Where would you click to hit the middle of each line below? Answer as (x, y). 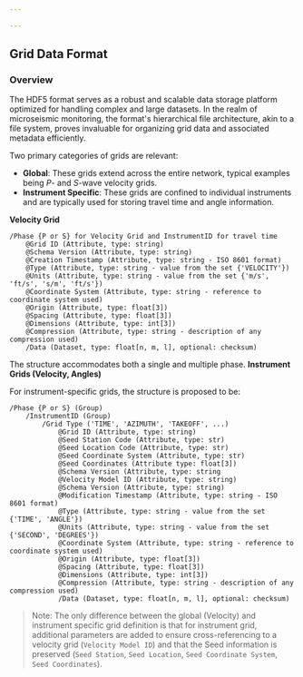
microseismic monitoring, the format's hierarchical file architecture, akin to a (152, 119)
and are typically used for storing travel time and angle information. (148, 202)
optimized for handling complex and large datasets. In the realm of (133, 109)
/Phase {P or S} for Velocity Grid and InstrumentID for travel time (144, 237)
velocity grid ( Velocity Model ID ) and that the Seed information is (154, 644)
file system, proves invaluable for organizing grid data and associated (139, 129)
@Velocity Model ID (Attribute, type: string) (147, 480)
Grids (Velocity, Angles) (55, 374)
